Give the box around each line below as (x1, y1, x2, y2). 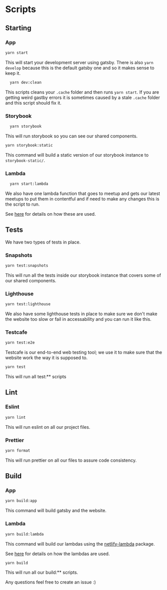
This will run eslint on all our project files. (5, 424, 91, 430)
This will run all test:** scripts (5, 374, 67, 380)
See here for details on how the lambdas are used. (5, 551, 110, 557)
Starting (5, 24, 32, 32)
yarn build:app (5, 499, 37, 504)
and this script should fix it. (5, 100, 62, 106)
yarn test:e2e (5, 340, 35, 346)
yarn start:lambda (10, 181, 49, 186)
